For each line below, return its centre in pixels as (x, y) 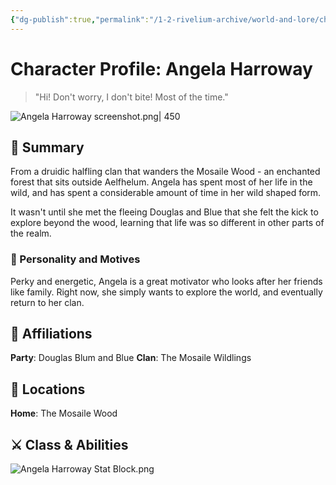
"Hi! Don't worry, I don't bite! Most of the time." (131, 97)
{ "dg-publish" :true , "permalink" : (80, 19)
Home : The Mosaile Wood (64, 413)
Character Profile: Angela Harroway (161, 68)
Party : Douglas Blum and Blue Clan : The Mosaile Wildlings (131, 358)
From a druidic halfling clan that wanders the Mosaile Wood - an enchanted (165, 172)
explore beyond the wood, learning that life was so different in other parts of (167, 223)
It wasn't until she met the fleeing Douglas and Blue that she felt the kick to (164, 212)
